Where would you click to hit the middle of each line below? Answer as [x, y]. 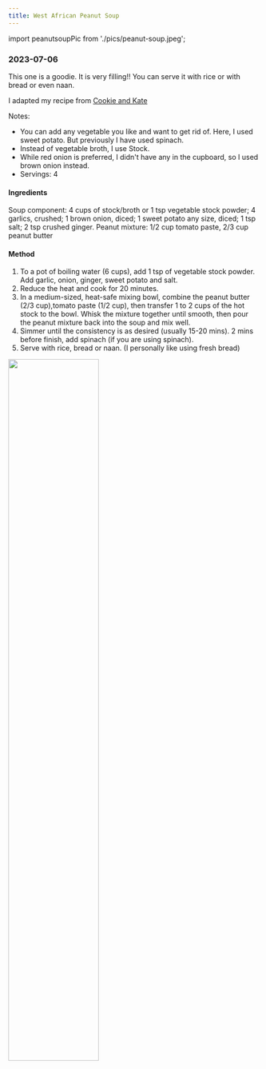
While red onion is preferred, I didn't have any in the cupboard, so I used [139, 157]
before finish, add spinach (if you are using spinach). [107, 340]
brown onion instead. [55, 166]
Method [22, 253]
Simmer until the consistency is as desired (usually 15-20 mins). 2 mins [137, 331]
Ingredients [28, 192]
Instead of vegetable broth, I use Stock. [85, 148]
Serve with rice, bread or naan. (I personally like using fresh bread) [130, 348]
